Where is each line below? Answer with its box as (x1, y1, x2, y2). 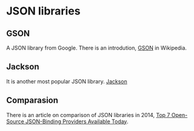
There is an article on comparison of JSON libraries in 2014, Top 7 (6, 111, 170, 118)
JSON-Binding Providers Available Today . (25, 118, 129, 125)
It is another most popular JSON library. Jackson (6, 77, 128, 85)
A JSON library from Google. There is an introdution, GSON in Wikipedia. (6, 44, 187, 51)
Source (6, 118, 24, 125)
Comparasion (6, 95, 59, 106)
